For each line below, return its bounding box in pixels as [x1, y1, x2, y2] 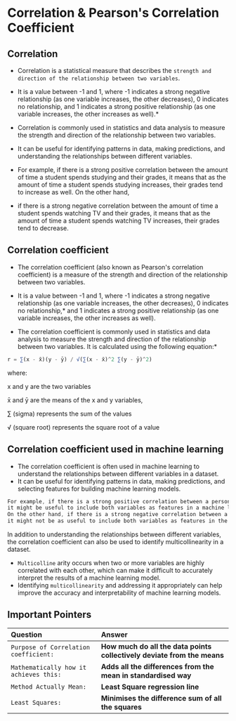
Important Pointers [7, 609, 92, 621]
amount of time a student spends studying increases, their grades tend [17, 180, 223, 189]
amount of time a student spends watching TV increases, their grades [17, 216, 220, 225]
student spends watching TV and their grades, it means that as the [17, 209, 211, 217]
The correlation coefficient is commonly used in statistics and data [17, 327, 211, 336]
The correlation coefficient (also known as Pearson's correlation [17, 263, 204, 271]
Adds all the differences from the [100, 661, 214, 671]
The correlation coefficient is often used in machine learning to [17, 462, 200, 470]
